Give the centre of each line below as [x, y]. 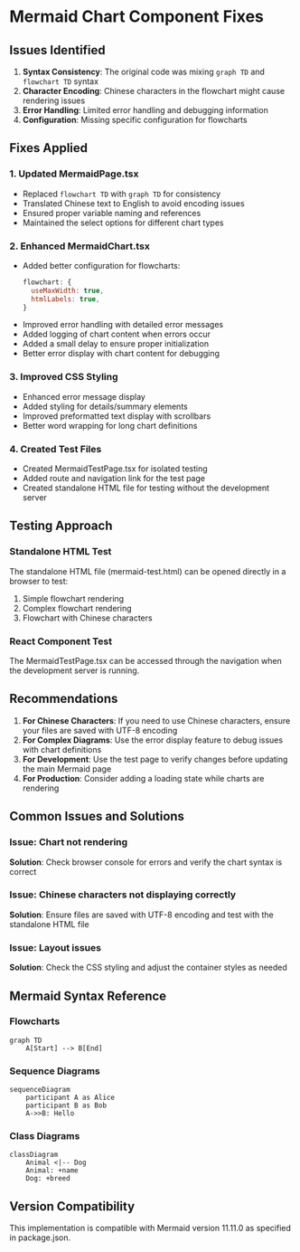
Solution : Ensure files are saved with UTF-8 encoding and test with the [141, 915]
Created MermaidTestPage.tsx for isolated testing [115, 469]
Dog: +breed [48, 1179]
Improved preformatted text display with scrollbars [117, 416]
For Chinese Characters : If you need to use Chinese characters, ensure [156, 720]
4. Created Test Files [56, 449]
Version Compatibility [72, 1206]
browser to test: [39, 581]
